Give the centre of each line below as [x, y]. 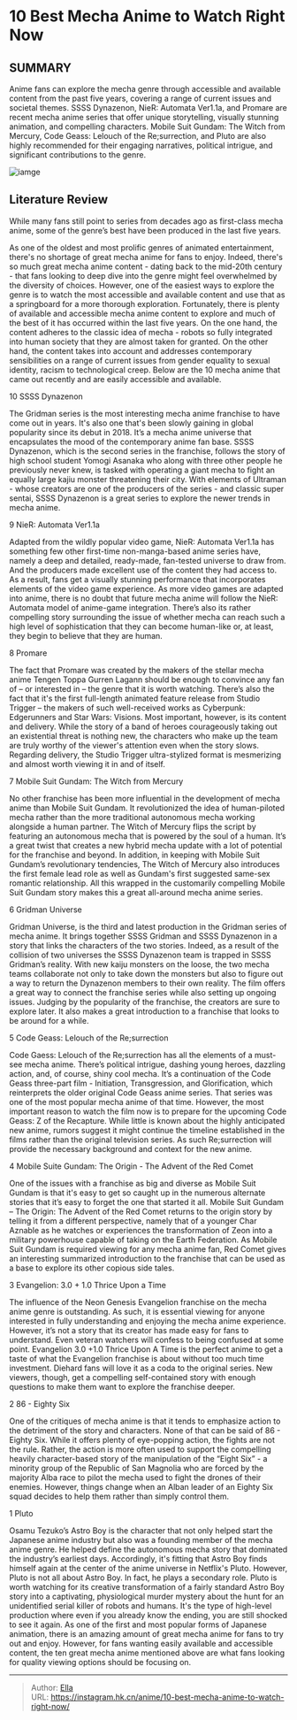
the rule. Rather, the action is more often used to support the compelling [140, 1449]
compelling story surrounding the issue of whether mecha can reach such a [147, 617]
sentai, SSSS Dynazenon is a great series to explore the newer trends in [140, 498]
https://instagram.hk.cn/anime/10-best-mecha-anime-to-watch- [168, 1697]
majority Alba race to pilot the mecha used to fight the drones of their [135, 1477]
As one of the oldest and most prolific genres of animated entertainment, [141, 247]
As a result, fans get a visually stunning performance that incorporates [137, 579]
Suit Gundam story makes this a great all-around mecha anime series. [136, 892]
